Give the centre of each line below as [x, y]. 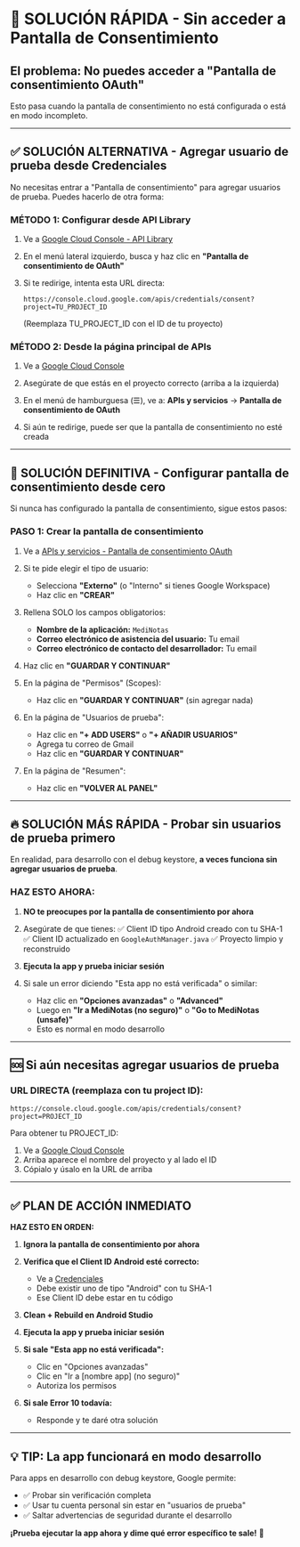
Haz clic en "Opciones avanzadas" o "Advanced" [130, 1000]
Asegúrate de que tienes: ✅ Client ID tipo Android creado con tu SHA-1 [153, 928]
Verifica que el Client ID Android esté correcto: [111, 1262]
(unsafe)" [55, 1019]
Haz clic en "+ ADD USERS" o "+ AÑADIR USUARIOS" [137, 734]
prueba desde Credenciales [89, 166]
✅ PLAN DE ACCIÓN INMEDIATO [101, 1206]
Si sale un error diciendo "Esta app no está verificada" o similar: [140, 983]
